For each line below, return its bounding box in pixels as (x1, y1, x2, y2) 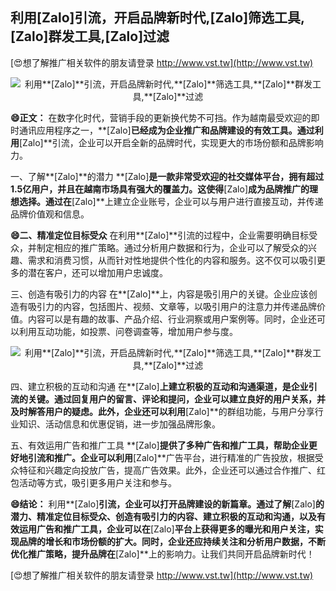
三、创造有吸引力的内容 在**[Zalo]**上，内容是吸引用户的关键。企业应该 (10, 288, 309, 300)
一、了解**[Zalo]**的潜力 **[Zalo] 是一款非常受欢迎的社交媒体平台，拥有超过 (10, 170, 325, 182)
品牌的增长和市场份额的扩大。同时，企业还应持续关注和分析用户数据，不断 (18, 535, 326, 547)
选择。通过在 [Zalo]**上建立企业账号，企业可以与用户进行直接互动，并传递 (18, 195, 324, 207)
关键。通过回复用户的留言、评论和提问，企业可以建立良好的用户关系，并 (27, 393, 326, 405)
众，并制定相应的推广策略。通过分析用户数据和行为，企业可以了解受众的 (10, 241, 308, 253)
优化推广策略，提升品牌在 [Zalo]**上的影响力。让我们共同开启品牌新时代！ (10, 548, 315, 560)
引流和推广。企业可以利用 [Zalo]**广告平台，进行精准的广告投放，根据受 (27, 451, 324, 463)
